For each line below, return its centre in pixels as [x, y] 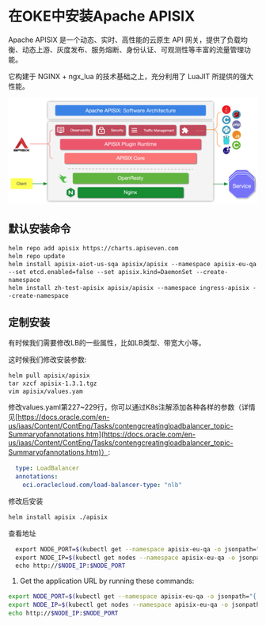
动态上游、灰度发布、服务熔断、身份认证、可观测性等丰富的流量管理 [133, 49]
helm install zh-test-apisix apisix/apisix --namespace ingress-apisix [129, 288]
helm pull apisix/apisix [49, 376]
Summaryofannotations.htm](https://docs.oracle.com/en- [102, 434]
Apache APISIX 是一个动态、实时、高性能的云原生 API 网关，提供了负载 [125, 40]
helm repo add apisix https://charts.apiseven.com [93, 249]
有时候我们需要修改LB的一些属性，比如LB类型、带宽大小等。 [107, 343]
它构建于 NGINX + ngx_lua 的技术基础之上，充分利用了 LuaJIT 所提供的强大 [131, 76]
